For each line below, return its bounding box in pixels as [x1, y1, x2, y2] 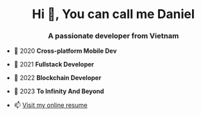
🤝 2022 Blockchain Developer [13, 74, 102, 82]
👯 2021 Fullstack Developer [13, 60, 95, 69]
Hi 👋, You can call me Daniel [32, 6, 195, 22]
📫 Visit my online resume [13, 101, 88, 110]
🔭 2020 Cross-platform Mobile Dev [13, 47, 117, 55]
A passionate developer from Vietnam [47, 31, 179, 41]
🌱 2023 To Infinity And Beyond [13, 87, 104, 96]
